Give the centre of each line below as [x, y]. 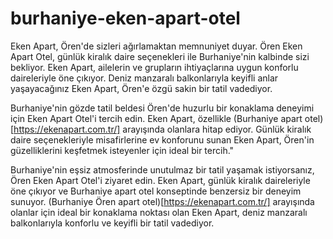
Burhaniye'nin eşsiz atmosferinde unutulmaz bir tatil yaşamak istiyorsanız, [162, 169]
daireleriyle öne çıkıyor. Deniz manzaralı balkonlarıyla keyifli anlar [144, 78]
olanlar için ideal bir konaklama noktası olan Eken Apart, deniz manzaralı [159, 212]
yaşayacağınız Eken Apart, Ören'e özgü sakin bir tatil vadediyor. [141, 88]
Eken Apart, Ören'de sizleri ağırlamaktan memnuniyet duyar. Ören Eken [156, 46]
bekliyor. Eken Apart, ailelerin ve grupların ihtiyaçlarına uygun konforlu [154, 67]
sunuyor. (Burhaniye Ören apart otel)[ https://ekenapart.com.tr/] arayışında [162, 201]
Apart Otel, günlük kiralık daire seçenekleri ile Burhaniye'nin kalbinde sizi [160, 56]
